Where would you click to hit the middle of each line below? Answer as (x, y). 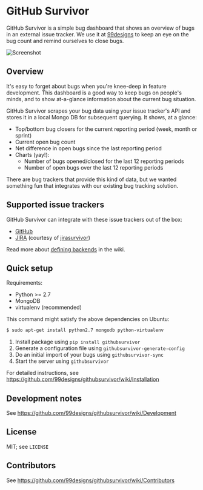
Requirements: (24, 283)
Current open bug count (45, 142)
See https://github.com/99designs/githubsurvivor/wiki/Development (92, 413)
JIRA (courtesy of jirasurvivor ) (53, 237)
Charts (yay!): (32, 154)
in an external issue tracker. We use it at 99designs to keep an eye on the (98, 34)
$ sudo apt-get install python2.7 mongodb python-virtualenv (85, 330)
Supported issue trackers (55, 205)
